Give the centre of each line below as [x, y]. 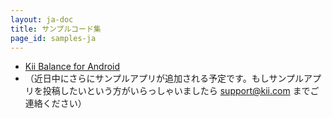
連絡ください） [55, 103]
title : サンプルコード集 [56, 29]
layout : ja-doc [42, 19]
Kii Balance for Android [72, 67]
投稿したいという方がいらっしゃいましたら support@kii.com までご [181, 91]
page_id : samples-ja [53, 38]
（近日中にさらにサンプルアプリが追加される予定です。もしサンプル [164, 78]
